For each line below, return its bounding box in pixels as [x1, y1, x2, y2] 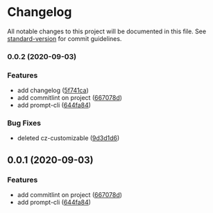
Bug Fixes [7, 119, 42, 128]
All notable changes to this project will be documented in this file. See [7, 27, 207, 35]
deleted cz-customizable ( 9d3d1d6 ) [17, 134, 120, 142]
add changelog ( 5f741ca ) [17, 86, 89, 94]
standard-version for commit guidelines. [7, 34, 122, 42]
